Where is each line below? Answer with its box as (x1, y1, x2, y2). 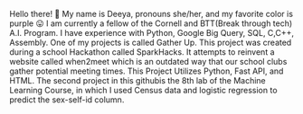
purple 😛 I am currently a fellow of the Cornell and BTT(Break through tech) (9, 18, 293, 29)
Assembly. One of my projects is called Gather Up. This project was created (9, 37, 292, 48)
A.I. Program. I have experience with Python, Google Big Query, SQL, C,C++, (9, 28, 295, 38)
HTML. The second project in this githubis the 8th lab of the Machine (9, 75, 267, 85)
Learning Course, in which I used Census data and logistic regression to (9, 85, 278, 95)
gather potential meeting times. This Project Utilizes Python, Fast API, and (9, 66, 284, 76)
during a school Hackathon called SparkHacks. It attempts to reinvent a (9, 47, 275, 57)
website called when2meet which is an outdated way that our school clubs (9, 57, 288, 66)
